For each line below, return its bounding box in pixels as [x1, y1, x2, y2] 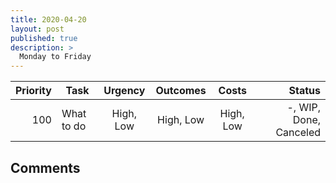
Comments [10, 159, 81, 176]
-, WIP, [286, 101, 321, 115]
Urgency [103, 84, 146, 98]
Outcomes [155, 84, 207, 98]
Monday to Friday [19, 52, 92, 62]
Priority [15, 84, 52, 98]
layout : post [10, 24, 65, 34]
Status [288, 84, 321, 98]
